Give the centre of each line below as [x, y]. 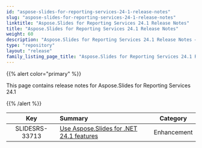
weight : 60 [20, 34]
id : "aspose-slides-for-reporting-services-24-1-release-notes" [88, 12]
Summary [74, 118]
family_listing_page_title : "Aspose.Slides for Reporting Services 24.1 [99, 57]
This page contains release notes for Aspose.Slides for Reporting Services [99, 85]
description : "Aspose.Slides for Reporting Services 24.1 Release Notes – [102, 40]
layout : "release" [29, 51]
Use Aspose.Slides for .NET [99, 128]
